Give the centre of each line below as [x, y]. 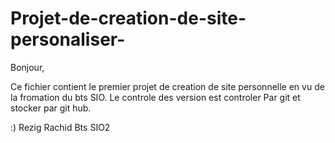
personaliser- [68, 39]
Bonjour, [27, 67]
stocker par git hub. [51, 108]
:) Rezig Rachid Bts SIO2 [60, 127]
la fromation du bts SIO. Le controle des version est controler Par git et [155, 97]
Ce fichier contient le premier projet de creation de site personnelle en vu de [167, 86]
